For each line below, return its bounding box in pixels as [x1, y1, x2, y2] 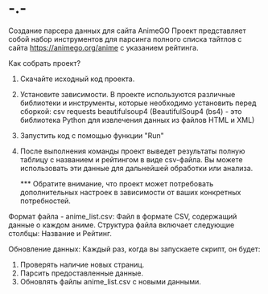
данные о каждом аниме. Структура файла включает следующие [8, 220, 235, 230]
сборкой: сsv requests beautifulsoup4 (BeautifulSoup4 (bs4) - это [19, 106, 242, 116]
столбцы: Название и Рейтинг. [8, 228, 113, 238]
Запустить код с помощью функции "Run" [19, 130, 165, 140]
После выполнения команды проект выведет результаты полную [19, 146, 245, 156]
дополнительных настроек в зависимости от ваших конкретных [19, 187, 241, 197]
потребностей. [19, 196, 71, 206]
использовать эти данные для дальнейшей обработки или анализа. [19, 163, 254, 173]
